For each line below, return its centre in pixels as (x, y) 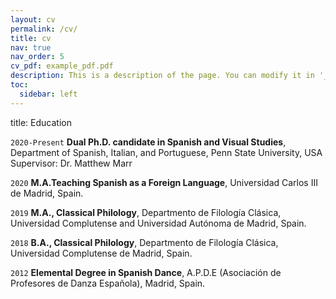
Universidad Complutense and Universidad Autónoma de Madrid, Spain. (158, 223)
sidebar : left (48, 94)
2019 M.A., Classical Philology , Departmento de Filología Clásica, (146, 212)
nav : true (31, 47)
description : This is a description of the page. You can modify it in (162, 76)
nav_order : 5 (37, 57)
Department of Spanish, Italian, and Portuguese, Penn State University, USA (166, 152)
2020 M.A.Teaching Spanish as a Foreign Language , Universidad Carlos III (164, 182)
